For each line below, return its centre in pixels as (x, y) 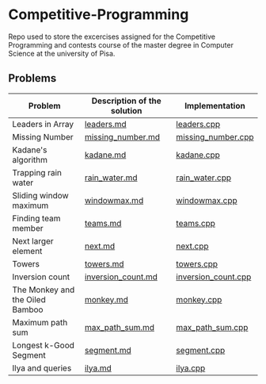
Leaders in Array (43, 124)
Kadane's (30, 150)
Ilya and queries (42, 368)
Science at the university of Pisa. (62, 53)
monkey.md (106, 299)
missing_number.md (122, 136)
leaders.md (105, 124)
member (28, 228)
